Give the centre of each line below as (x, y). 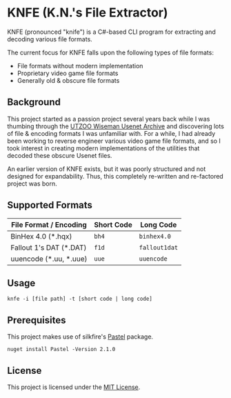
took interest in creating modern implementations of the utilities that (103, 148)
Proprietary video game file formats (68, 73)
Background (34, 102)
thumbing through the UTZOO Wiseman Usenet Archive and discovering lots (115, 126)
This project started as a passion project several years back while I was (109, 119)
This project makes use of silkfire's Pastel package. (80, 337)
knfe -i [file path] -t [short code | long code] (80, 299)
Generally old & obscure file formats (68, 80)
